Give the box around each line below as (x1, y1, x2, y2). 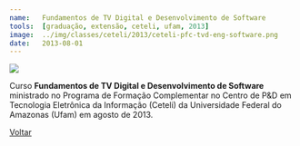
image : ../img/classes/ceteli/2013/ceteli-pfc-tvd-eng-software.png (9, 30, 279, 39)
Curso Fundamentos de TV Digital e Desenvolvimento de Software (9, 81, 265, 92)
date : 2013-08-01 (9, 38, 84, 48)
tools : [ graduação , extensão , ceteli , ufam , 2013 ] (9, 22, 209, 31)
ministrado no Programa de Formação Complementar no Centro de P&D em (9, 90, 293, 101)
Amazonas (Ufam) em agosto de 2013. (9, 110, 154, 121)
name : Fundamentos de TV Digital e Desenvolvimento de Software (9, 13, 266, 23)
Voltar (9, 127, 32, 138)
